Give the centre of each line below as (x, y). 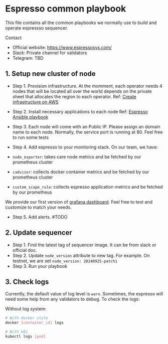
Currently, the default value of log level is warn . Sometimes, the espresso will (84, 294)
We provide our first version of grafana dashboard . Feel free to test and (79, 202)
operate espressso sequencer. (37, 28)
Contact (13, 38)
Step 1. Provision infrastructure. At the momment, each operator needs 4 (88, 86)
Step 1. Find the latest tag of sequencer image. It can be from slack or (84, 245)
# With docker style (27, 318)
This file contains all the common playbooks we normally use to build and (81, 23)
